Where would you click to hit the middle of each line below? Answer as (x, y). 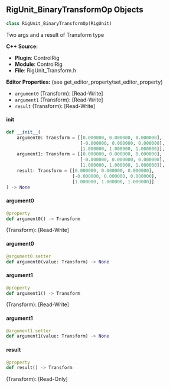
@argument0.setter (29, 256)
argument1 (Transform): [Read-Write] (59, 100)
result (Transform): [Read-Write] (55, 106)
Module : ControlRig (39, 64)
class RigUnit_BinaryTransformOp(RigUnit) (59, 23)
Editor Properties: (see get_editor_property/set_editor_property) (85, 82)
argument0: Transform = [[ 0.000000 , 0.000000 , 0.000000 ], (89, 138)
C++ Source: (22, 46)
